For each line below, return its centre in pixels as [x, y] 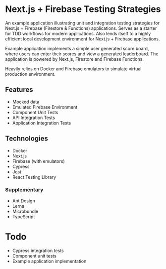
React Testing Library [34, 177]
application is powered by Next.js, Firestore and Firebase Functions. [74, 59]
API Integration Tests [34, 118]
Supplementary [24, 190]
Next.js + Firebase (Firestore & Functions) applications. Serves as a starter [81, 28]
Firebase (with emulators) [39, 161]
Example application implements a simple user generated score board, [77, 48]
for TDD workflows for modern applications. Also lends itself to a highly [78, 33]
